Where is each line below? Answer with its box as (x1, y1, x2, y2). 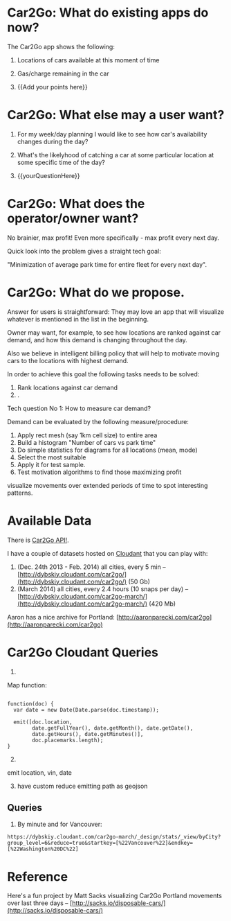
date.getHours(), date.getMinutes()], (32, 730, 144, 737)
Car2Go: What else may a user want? (7, 107, 225, 123)
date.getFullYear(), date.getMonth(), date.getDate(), (32, 724, 194, 732)
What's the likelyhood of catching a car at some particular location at (17, 150, 214, 159)
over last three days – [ (7, 899, 73, 907)
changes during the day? (17, 137, 89, 146)
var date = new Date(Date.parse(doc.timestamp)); (13, 706, 159, 713)
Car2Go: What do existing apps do (7, 5, 209, 21)
